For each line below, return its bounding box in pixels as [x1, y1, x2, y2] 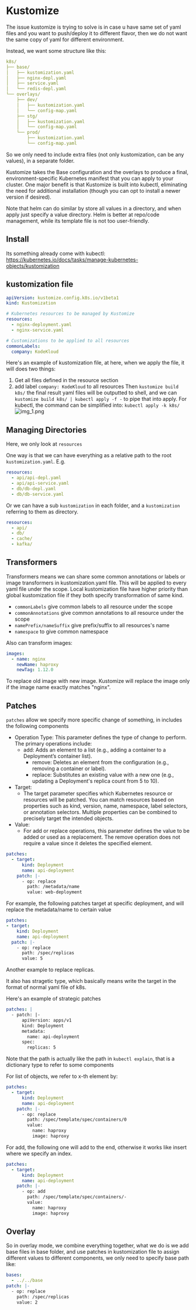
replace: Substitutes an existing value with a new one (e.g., [32, 771, 174, 778]
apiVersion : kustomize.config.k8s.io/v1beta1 [6, 295, 119, 301]
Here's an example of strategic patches [6, 995, 101, 1002]
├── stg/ [16, 113, 38, 119]
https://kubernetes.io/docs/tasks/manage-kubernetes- [6, 256, 139, 263]
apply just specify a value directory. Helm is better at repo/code [6, 211, 160, 218]
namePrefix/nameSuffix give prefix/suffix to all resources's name [14, 621, 170, 628]
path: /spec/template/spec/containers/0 [27, 1117, 127, 1123]
